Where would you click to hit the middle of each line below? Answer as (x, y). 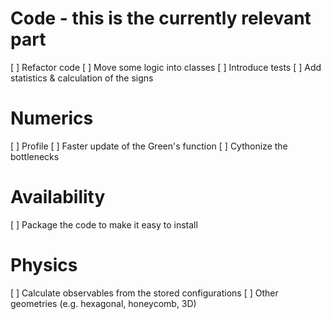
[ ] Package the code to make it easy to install (104, 224)
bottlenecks (35, 156)
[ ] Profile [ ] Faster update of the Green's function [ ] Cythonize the (149, 146)
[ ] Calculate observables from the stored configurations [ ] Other (144, 293)
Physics (44, 265)
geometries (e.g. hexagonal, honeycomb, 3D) (103, 303)
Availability (58, 197)
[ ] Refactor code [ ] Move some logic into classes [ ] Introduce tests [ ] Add (166, 67)
